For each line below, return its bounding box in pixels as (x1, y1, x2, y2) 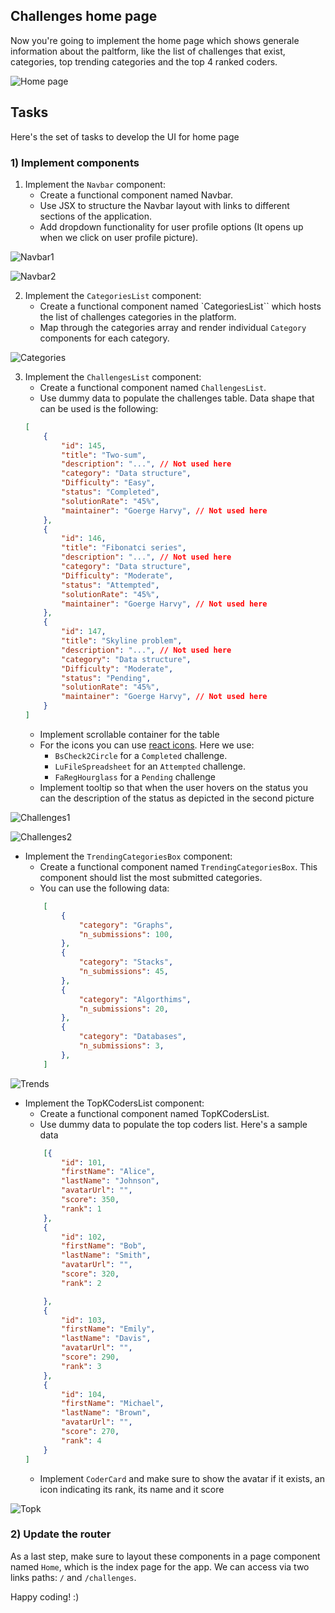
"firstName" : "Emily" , (61, 1324, 156, 1334)
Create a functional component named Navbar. (39, 189, 233, 201)
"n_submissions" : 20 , (78, 1004, 169, 1014)
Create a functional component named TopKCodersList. (39, 1107, 270, 1119)
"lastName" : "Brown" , (61, 1408, 152, 1418)
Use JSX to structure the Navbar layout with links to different (39, 199, 290, 211)
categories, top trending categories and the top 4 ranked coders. (10, 55, 278, 68)
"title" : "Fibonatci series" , (61, 543, 187, 553)
